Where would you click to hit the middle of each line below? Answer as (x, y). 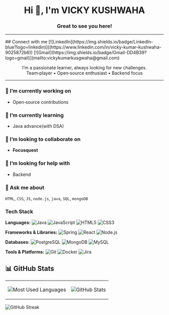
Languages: (18, 222)
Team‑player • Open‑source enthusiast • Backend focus (84, 73)
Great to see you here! (84, 26)
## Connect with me (26, 42)
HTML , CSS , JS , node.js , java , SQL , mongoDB (47, 198)
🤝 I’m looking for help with (38, 163)
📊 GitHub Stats (30, 268)
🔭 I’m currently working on (38, 91)
